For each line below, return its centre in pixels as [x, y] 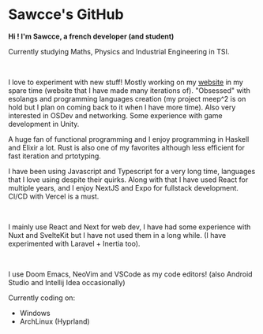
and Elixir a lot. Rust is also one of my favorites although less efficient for [126, 147]
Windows [35, 313]
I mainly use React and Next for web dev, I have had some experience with [130, 227]
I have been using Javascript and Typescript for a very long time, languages [132, 171]
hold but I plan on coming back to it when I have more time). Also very [122, 107]
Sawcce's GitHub [66, 15]
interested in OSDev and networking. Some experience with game [115, 115]
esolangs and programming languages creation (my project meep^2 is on [127, 98]
